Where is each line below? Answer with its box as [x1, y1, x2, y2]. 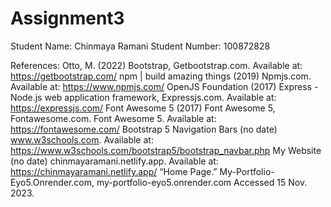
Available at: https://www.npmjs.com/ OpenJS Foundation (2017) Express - [10, 80, 319, 92]
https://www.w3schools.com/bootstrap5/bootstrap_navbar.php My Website [10, 144, 322, 156]
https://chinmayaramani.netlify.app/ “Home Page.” [10, 165, 218, 177]
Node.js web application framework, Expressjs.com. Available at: [10, 91, 277, 103]
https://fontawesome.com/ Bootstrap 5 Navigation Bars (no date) [10, 123, 278, 135]
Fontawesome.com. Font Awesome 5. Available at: [10, 112, 217, 124]
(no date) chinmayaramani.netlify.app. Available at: [10, 155, 219, 167]
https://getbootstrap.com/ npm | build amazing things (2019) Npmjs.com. [10, 70, 312, 82]
